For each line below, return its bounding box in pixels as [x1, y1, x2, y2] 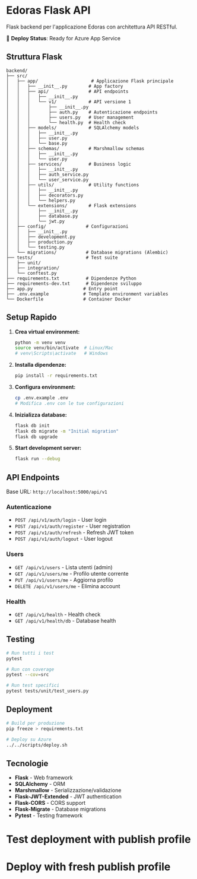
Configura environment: [14, 383, 76, 391]
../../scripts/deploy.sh [6, 742, 68, 748]
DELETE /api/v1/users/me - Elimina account [14, 582, 120, 589]
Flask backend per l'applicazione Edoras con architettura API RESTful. [6, 23, 178, 30]
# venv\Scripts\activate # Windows [14, 351, 109, 357]
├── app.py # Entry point [6, 285, 118, 291]
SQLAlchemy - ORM [14, 780, 65, 788]
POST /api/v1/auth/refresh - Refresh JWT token [14, 529, 134, 536]
